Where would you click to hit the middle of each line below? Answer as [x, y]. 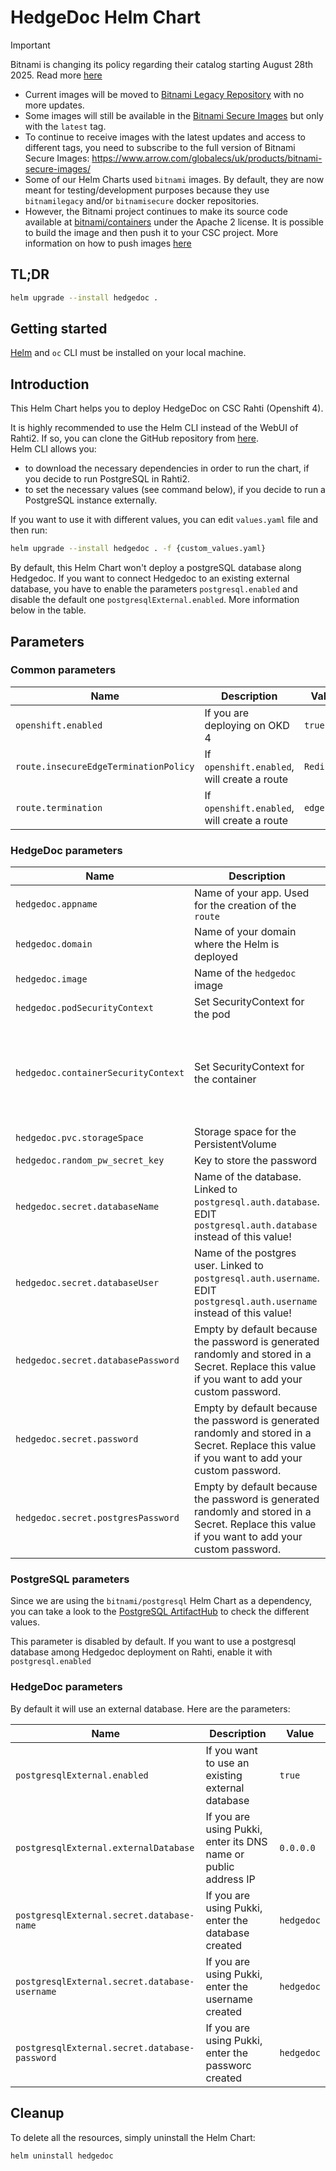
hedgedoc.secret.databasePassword [97, 1360]
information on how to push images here [108, 243]
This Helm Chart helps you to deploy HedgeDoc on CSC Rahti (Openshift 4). [167, 408]
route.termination [59, 807]
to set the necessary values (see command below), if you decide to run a [175, 490]
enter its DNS [236, 1841]
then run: [29, 530]
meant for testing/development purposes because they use [147, 190]
